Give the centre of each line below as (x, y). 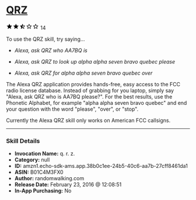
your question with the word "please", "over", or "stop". (72, 109)
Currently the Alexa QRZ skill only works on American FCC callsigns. (88, 120)
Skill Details (23, 141)
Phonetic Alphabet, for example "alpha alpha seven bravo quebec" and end (97, 103)
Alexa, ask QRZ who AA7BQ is (51, 50)
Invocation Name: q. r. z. (45, 154)
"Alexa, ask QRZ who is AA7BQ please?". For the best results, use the (89, 96)
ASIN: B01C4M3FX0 (39, 172)
